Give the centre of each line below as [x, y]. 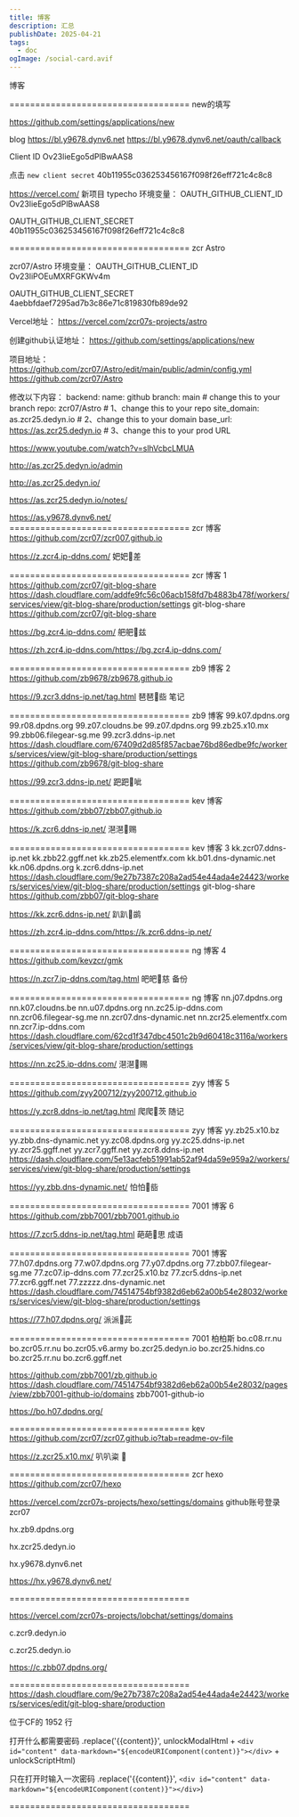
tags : [19, 42]
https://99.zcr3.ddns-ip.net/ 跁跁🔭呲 [76, 782]
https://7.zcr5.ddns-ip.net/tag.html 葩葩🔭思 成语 [97, 1234]
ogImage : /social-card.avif [61, 59]
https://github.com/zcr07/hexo [65, 1483]
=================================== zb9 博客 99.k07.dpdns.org [149, 715]
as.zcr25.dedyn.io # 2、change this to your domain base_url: [121, 419]
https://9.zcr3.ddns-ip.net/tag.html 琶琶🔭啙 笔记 [97, 697]
